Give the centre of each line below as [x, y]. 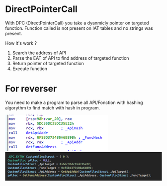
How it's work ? [21, 43]
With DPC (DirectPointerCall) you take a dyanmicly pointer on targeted [77, 23]
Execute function [30, 69]
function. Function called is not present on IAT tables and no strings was [79, 28]
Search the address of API [39, 53]
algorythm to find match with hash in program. [53, 107]
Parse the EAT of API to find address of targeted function [71, 58]
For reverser [31, 89]
